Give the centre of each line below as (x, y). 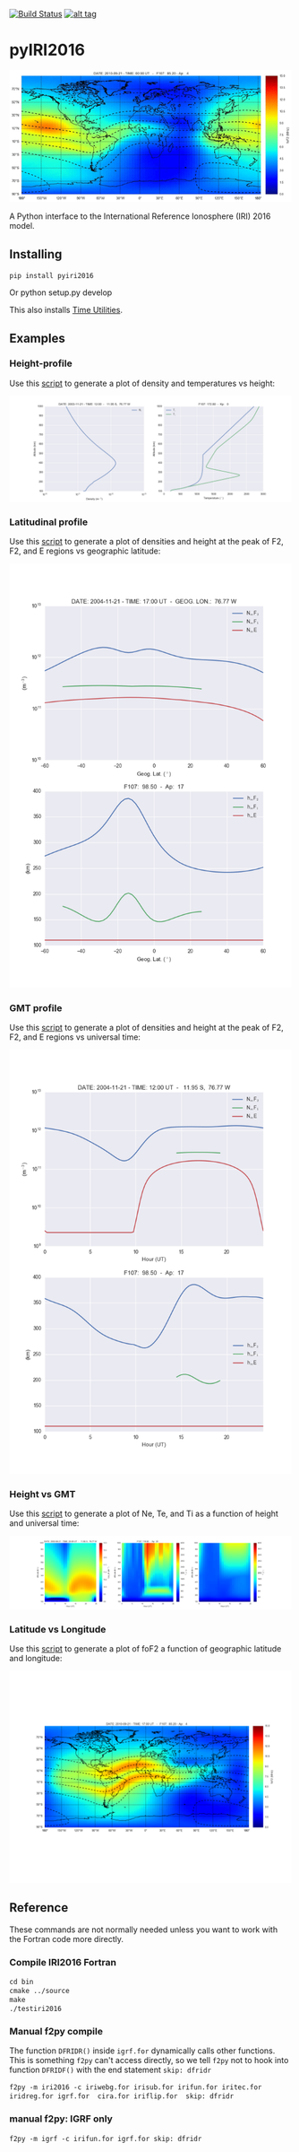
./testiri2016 (36, 2009)
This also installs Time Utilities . (66, 310)
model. (22, 226)
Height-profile (41, 363)
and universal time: (44, 1523)
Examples (37, 338)
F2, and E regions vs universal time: (75, 1037)
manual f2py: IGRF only (61, 2119)
